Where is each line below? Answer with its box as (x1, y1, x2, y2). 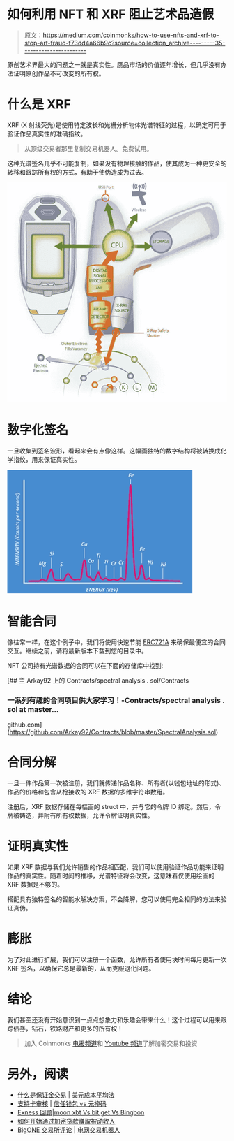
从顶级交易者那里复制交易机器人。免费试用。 (24, 144, 153, 152)
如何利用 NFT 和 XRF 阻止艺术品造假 (7, 6, 214, 22)
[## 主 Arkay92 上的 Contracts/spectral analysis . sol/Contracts (7, 676, 189, 685)
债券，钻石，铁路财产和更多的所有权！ (13, 1024, 123, 1033)
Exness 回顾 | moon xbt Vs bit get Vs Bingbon (17, 1108, 145, 1117)
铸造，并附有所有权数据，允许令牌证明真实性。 (19, 811, 154, 820)
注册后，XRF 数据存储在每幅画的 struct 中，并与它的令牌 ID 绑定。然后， (7, 803, 215, 811)
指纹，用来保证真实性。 (13, 456, 81, 464)
